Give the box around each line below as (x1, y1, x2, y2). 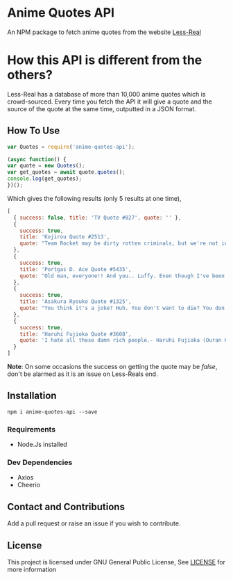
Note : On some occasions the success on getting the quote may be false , (7, 363, 218, 371)
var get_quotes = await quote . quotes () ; (7, 169, 126, 176)
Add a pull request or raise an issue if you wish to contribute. (7, 519, 181, 528)
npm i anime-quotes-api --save (7, 408, 98, 415)
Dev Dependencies (7, 457, 73, 467)
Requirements (7, 424, 56, 434)
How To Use (7, 125, 60, 137)
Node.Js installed (17, 440, 67, 449)
